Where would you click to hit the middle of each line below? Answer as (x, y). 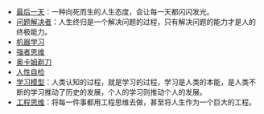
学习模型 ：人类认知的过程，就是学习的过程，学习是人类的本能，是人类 (132, 82)
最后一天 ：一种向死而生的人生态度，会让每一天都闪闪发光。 (115, 12)
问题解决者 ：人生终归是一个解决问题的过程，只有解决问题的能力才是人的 (136, 22)
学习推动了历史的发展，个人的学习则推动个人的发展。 (118, 92)
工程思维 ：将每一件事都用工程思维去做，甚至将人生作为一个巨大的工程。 (136, 102)
